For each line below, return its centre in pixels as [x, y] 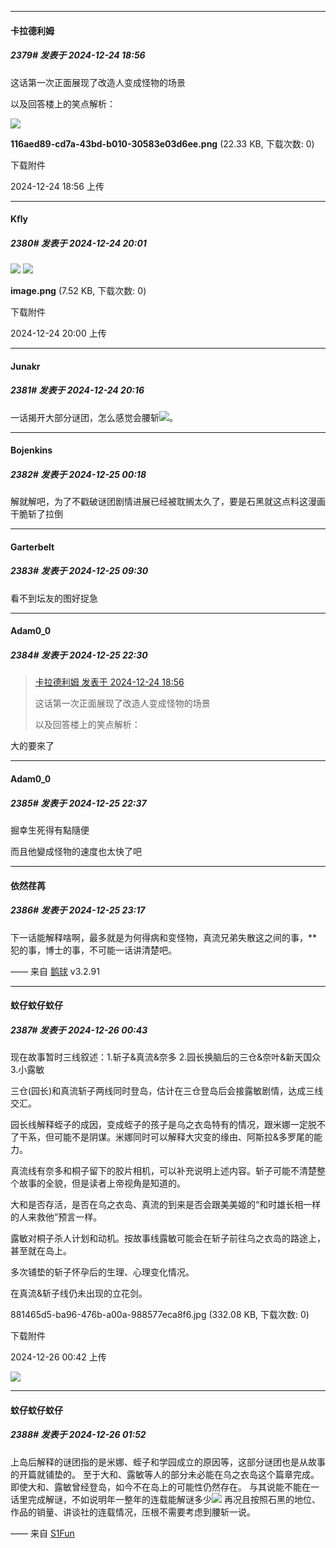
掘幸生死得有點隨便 [50, 830]
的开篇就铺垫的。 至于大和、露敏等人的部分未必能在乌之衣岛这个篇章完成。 [165, 1474]
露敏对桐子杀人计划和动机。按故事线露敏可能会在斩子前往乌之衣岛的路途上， [168, 1238]
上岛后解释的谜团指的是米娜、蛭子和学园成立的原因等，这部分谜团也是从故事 [168, 1462]
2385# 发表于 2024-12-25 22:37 [78, 803]
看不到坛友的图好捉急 [54, 598]
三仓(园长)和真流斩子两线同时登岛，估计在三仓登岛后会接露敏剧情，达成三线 [167, 1091]
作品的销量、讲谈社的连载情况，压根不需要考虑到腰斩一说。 [133, 1512]
